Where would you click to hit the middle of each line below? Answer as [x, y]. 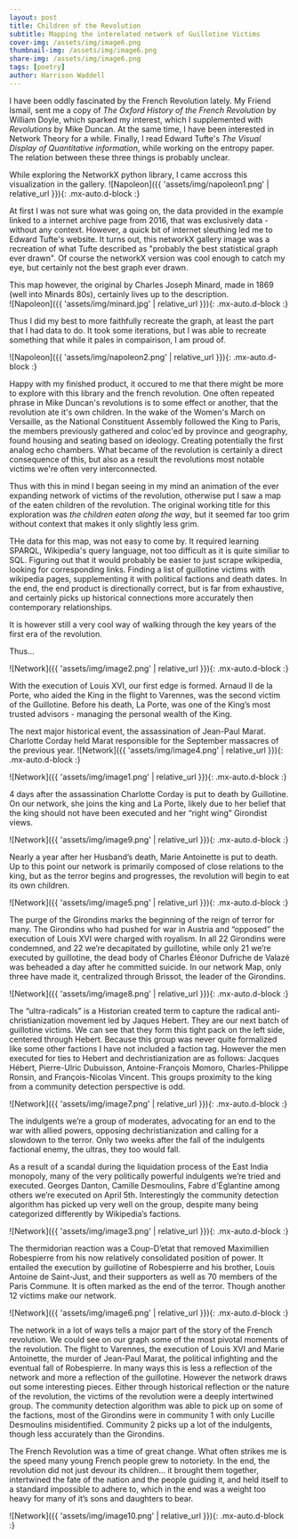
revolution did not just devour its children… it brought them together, [134, 1470]
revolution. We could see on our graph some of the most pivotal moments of [149, 1339]
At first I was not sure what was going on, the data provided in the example [146, 211]
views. [21, 822]
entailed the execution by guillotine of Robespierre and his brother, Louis [142, 1267]
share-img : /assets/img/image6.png [75, 59]
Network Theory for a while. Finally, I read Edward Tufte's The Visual [135, 138]
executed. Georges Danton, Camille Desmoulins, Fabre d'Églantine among [145, 1185]
